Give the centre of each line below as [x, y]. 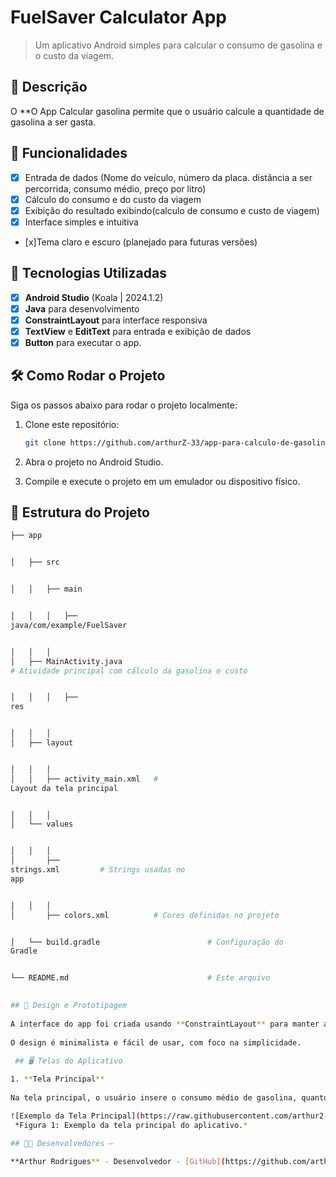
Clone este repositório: [72, 424]
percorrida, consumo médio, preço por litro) [115, 188]
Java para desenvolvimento [82, 308]
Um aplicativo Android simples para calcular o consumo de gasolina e [178, 45]
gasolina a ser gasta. [53, 122]
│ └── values [42, 824]
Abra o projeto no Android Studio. [94, 462]
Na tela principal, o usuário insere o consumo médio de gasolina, [154, 1097]
